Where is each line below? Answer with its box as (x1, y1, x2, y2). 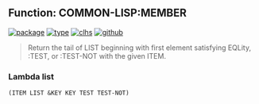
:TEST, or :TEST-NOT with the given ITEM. (27, 51, 167, 60)
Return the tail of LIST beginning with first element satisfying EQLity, (27, 43, 252, 52)
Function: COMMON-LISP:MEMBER (8, 6, 187, 20)
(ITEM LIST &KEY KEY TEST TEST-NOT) (8, 89, 129, 98)
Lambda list (8, 71, 54, 82)
